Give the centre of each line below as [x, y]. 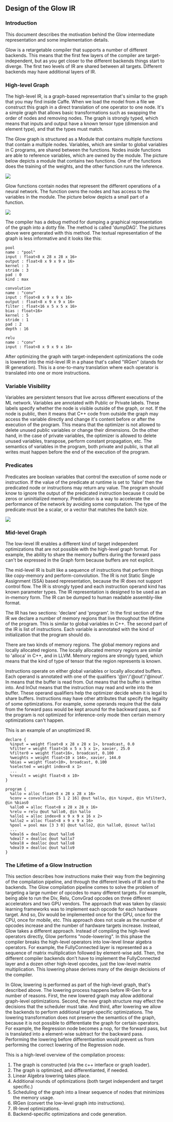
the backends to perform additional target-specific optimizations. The [79, 1012]
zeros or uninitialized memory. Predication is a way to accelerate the [78, 498]
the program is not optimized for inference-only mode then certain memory [85, 714]
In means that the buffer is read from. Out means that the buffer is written [83, 682]
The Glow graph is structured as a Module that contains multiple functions [84, 139]
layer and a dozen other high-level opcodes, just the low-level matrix [78, 964]
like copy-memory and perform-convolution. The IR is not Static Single [80, 575]
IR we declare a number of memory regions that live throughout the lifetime [85, 618]
